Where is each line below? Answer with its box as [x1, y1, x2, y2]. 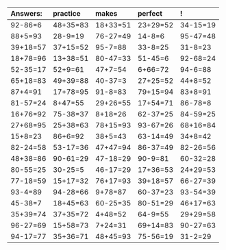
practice [53, 9, 81, 18]
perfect [138, 9, 163, 18]
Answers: [10, 9, 42, 18]
